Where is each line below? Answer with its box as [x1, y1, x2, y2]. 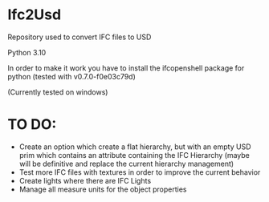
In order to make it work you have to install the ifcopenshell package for [7, 63, 245, 73]
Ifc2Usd [7, 6, 62, 24]
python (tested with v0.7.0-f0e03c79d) [7, 71, 136, 81]
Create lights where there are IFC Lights [18, 176, 152, 185]
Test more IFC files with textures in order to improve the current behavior [18, 167, 261, 177]
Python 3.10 [7, 47, 47, 57]
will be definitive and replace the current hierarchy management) [18, 159, 234, 168]
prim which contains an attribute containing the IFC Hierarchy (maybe [18, 150, 251, 160]
